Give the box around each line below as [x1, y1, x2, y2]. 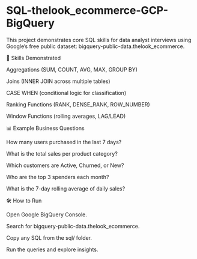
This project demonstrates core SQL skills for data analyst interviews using [6, 36, 192, 43]
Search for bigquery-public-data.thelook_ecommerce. [6, 222, 140, 230]
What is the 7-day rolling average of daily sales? [6, 184, 126, 192]
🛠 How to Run [6, 197, 42, 204]
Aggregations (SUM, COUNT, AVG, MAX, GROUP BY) [6, 66, 138, 73]
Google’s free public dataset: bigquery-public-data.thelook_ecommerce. [6, 43, 185, 50]
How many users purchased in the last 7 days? [6, 138, 122, 145]
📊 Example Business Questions [6, 124, 85, 132]
